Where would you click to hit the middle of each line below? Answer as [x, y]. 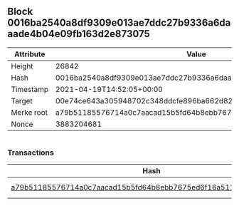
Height [22, 66]
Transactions [31, 153]
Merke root [30, 112]
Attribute [30, 54]
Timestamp [30, 89]
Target [22, 101]
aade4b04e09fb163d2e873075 [79, 34]
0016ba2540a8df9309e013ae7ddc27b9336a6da [119, 23]
